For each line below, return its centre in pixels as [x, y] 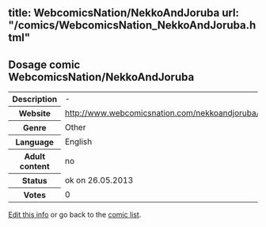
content [34, 167]
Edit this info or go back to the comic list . [75, 215]
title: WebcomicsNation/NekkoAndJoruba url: [124, 13]
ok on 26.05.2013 [99, 180]
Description [35, 100]
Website [35, 114]
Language [34, 142]
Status [34, 181]
